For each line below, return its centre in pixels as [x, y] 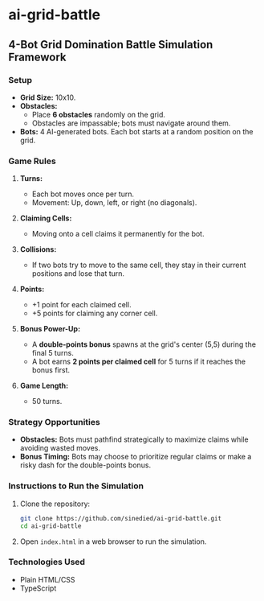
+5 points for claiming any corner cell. [95, 313]
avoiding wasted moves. [60, 448]
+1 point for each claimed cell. [81, 305]
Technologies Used [47, 562]
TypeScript [38, 588]
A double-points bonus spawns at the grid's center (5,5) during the [144, 344]
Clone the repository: [55, 504]
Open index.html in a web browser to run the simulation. [113, 541]
